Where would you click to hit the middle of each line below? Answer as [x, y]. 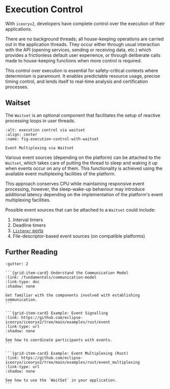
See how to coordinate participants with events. [59, 340]
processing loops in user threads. [40, 121]
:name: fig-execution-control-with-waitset [52, 139]
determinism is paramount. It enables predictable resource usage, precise [83, 76]
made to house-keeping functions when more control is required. [74, 60]
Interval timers [28, 220]
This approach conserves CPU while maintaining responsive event [75, 184]
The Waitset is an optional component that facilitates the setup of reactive [83, 115]
